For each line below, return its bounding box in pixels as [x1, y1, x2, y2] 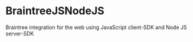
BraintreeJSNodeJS [5, 4, 104, 18]
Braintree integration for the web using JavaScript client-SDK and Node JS [5, 24, 187, 31]
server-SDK [5, 30, 34, 37]
